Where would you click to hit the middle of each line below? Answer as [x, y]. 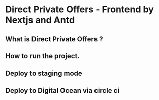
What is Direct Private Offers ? [54, 39]
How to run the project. [42, 56]
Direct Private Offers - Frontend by [80, 9]
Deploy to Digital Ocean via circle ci [62, 91]
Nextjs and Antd [40, 20]
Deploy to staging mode [44, 73]
